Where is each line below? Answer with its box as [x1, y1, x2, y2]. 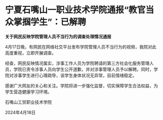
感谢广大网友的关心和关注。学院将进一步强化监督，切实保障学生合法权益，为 [5, 83, 158, 88]
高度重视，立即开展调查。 [5, 50, 56, 56]
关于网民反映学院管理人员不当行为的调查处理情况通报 [5, 34, 112, 39]
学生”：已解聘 [31, 17, 86, 28]
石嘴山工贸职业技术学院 [5, 99, 52, 105]
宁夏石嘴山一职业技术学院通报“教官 [5, 4, 146, 16]
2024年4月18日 [5, 109, 36, 115]
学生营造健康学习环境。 [5, 88, 52, 95]
